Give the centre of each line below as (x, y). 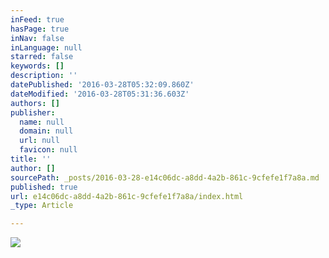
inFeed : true (37, 19)
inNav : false (37, 38)
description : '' (44, 76)
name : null (42, 122)
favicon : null (48, 150)
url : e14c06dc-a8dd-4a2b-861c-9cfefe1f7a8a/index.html (127, 196)
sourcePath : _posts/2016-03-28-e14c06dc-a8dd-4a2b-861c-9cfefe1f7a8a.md (165, 177)
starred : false (42, 57)
